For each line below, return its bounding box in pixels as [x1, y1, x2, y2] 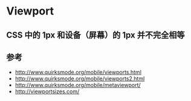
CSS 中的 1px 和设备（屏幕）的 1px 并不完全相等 [6, 30, 186, 40]
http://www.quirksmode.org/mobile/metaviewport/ [15, 82, 141, 89]
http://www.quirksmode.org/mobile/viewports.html [15, 68, 142, 76]
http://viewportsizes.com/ [15, 88, 80, 95]
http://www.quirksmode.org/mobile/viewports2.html [15, 75, 145, 82]
